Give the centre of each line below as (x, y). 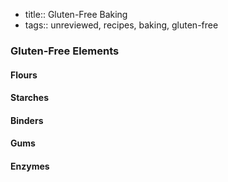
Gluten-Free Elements (65, 51)
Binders (27, 120)
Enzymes (30, 166)
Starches (29, 98)
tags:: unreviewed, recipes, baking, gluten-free (121, 25)
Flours (24, 75)
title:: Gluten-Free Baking (76, 14)
